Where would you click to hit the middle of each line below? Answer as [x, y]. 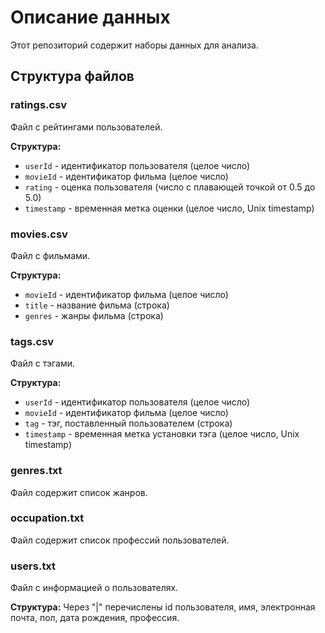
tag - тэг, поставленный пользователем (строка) [128, 423]
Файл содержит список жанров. [79, 492]
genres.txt [36, 471]
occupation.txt [47, 518]
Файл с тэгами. [43, 363]
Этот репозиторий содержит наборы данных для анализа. [134, 45]
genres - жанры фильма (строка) [94, 315]
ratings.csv [39, 105]
